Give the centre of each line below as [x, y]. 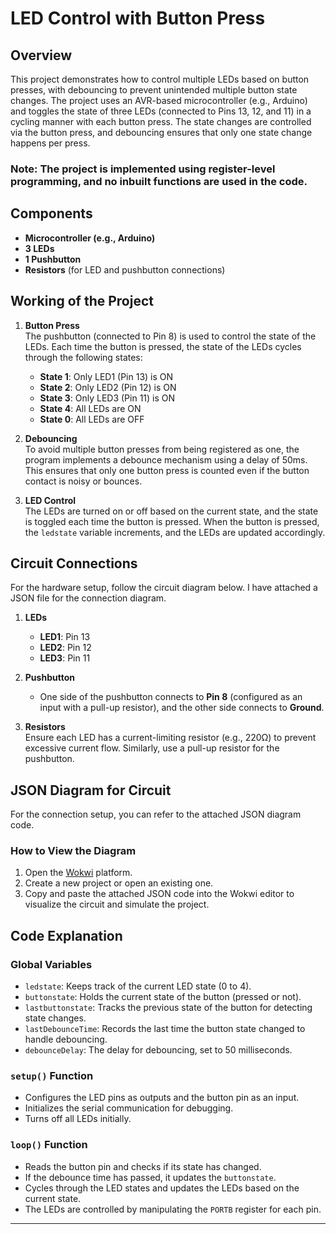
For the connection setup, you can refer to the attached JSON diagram [156, 814]
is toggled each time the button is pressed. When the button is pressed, [172, 521]
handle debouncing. [66, 1039]
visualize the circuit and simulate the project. [117, 904]
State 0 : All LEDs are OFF [92, 419]
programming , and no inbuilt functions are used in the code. [159, 181]
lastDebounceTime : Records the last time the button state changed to [165, 1029]
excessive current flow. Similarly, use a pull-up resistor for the [152, 748]
